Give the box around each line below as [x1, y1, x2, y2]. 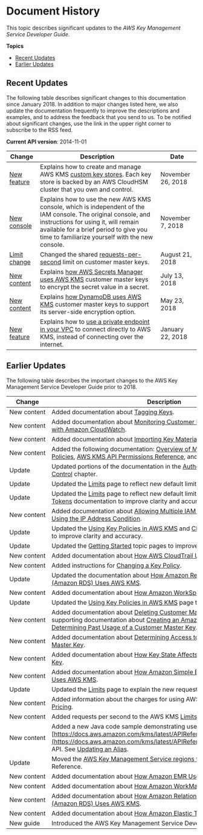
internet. [40, 340, 64, 348]
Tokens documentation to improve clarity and [51, 497, 180, 505]
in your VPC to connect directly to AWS [40, 325, 151, 333]
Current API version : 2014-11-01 [6, 138, 87, 145]
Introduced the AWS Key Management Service [51, 819, 183, 827]
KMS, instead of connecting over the [40, 333, 144, 341]
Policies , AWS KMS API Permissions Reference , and [51, 452, 198, 461]
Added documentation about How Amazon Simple [51, 668, 193, 676]
